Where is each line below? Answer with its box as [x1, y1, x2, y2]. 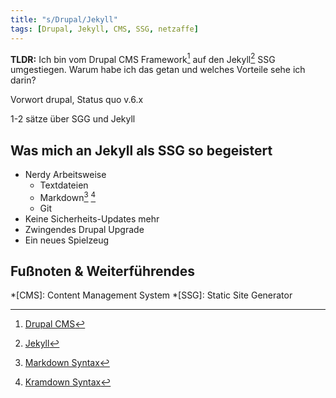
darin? [10, 74, 37, 86]
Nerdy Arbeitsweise [24, 168, 107, 180]
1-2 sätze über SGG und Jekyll [10, 113, 136, 125]
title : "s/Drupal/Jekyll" [10, 14, 118, 25]
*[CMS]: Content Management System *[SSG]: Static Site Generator [10, 289, 293, 301]
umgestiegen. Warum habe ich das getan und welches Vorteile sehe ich [10, 64, 306, 76]
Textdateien [39, 179, 89, 191]
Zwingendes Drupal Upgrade [24, 223, 145, 235]
